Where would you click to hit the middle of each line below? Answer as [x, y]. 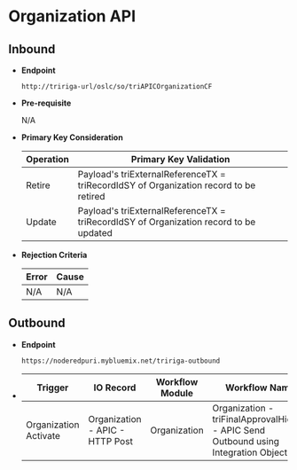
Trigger [53, 388]
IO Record [115, 388]
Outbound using [246, 441]
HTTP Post [110, 441]
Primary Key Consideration [72, 137]
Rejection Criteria [54, 255]
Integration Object [250, 452]
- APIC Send [239, 430]
